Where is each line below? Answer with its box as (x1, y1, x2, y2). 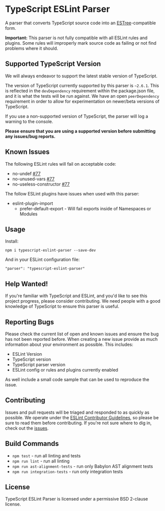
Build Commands (5, 440, 59, 448)
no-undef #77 (12, 170, 41, 177)
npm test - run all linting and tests (12, 452, 81, 458)
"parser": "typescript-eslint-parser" (5, 266, 85, 271)
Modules (19, 211, 38, 217)
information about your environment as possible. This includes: (5, 341, 133, 347)
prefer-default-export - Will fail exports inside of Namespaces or (19, 205, 152, 211)
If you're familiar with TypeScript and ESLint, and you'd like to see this (5, 293, 147, 299)
